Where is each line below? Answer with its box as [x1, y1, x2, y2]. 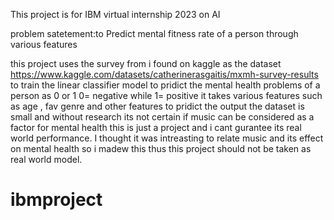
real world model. [10, 154, 83, 165]
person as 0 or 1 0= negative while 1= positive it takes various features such [10, 90, 323, 101]
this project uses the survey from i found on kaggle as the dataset [10, 58, 282, 69]
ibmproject [10, 189, 103, 211]
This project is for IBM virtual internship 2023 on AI [10, 9, 221, 20]
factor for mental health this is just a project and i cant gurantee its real [10, 122, 302, 133]
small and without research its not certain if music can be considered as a [10, 111, 315, 123]
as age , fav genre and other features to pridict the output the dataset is [10, 100, 305, 112]
